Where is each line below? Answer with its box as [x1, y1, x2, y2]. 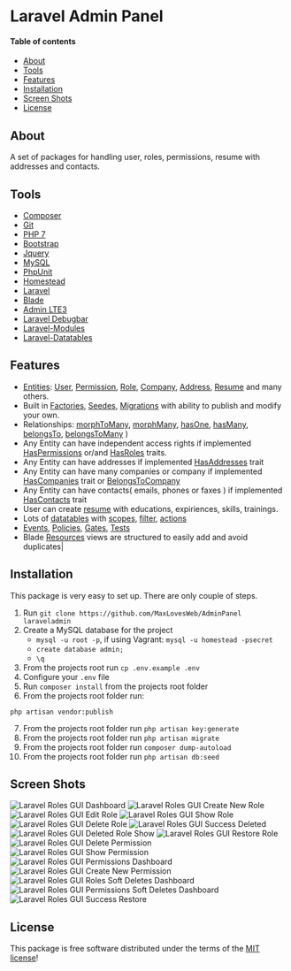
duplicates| [22, 541, 65, 552]
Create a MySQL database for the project [22, 624, 173, 635]
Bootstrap [22, 239, 59, 249]
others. [22, 391, 50, 401]
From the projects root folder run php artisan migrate [22, 732, 220, 743]
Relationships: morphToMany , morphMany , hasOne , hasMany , [22, 418, 249, 430]
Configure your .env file [22, 671, 110, 682]
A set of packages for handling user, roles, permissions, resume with [10, 152, 260, 163]
